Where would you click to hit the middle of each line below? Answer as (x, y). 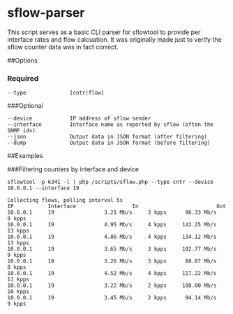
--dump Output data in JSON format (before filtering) (109, 143)
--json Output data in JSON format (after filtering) (107, 137)
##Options (23, 60)
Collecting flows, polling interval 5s (65, 201)
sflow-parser (46, 13)
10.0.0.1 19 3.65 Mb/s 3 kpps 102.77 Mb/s (112, 249)
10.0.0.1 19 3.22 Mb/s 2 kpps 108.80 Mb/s (112, 286)
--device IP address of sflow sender (79, 119)
